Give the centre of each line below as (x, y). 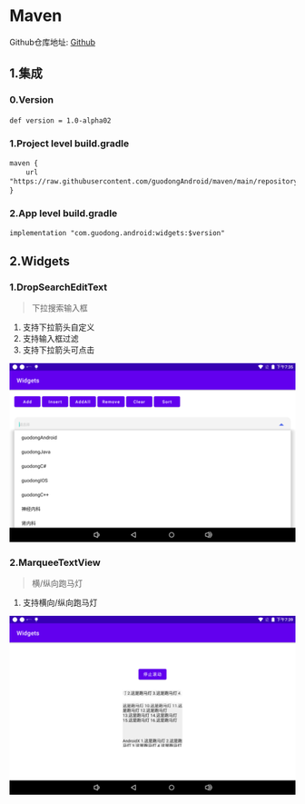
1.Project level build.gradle (69, 144)
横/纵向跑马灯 (57, 583)
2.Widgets (40, 261)
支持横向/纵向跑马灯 (60, 603)
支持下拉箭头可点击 (59, 350)
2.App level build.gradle (64, 213)
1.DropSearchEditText (59, 287)
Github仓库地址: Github (53, 42)
